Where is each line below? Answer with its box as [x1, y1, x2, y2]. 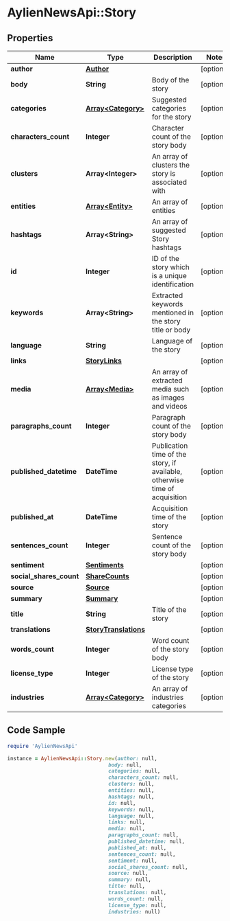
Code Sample [7, 725, 66, 736]
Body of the [151, 76, 190, 84]
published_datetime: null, [108, 838, 186, 845]
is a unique [151, 271, 187, 280]
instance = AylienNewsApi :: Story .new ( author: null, [7, 755, 157, 762]
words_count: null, [108, 895, 164, 902]
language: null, [108, 812, 155, 819]
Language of [151, 337, 193, 345]
